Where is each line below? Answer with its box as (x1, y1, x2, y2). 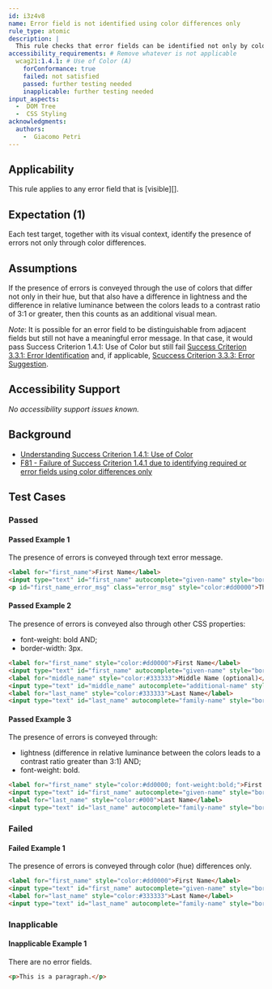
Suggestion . (8, 359, 49, 369)
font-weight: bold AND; (19, 635, 98, 645)
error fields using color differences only (19, 466, 152, 476)
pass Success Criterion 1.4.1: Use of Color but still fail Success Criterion (8, 342, 247, 352)
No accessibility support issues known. (8, 404, 140, 414)
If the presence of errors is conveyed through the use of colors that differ (8, 283, 253, 293)
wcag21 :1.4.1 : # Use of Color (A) (15, 58, 132, 66)
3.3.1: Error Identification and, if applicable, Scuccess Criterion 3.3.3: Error (8, 351, 255, 361)
